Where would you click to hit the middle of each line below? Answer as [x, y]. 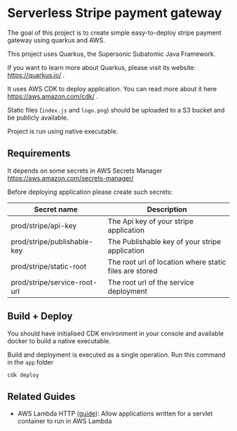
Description [167, 209]
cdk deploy [23, 375]
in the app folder [31, 362]
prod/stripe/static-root [49, 266]
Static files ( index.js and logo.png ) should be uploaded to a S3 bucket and [116, 110]
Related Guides [42, 397]
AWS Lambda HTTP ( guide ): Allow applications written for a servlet [115, 414]
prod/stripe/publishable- [52, 241]
